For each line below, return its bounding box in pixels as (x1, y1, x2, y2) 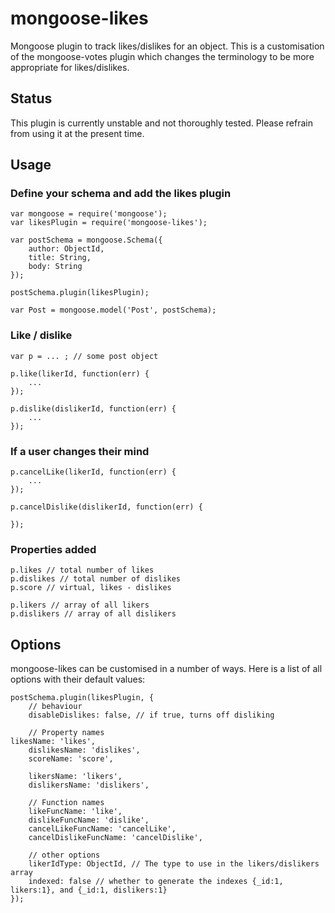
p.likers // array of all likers (10, 600, 150, 611)
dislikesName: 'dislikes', (28, 745, 141, 756)
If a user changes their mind (10, 444, 150, 458)
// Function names (28, 798, 105, 808)
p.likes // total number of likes (10, 565, 155, 576)
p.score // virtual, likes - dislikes (10, 583, 172, 593)
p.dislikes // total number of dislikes (10, 574, 182, 584)
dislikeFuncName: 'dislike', (28, 815, 150, 826)
